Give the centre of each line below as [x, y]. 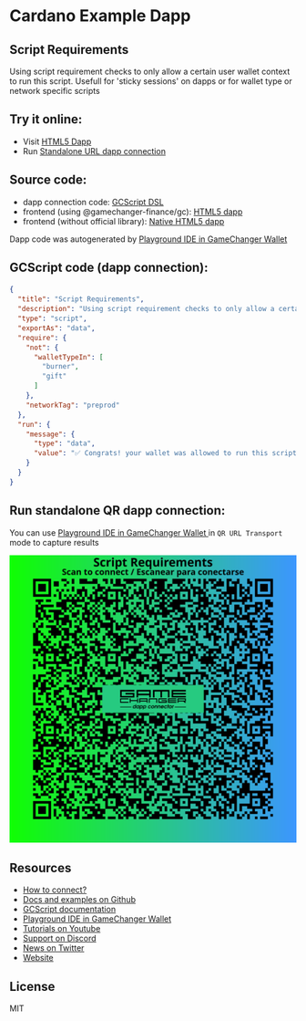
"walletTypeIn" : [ [68, 357]
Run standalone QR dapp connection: [117, 510]
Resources [41, 868]
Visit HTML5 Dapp [57, 141]
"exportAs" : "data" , [56, 328]
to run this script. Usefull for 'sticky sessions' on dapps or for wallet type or [151, 81]
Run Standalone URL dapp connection [94, 151]
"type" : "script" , [53, 319]
